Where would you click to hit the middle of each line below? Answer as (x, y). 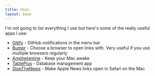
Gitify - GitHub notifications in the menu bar (56, 42)
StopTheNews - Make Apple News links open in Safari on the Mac (78, 68)
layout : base (18, 14)
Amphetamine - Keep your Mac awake (51, 58)
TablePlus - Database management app (52, 63)
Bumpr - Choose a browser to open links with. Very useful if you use (81, 48)
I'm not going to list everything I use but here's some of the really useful (77, 28)
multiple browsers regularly (40, 53)
